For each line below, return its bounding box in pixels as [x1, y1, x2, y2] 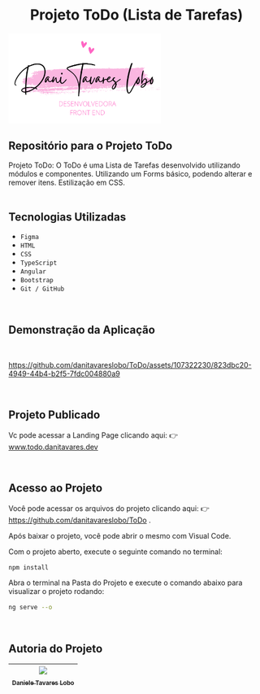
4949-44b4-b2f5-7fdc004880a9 [8, 369, 120, 378]
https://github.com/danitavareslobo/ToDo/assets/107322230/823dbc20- [8, 360, 252, 369]
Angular [19, 268, 46, 276]
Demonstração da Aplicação [8, 323, 156, 337]
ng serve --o [8, 604, 53, 612]
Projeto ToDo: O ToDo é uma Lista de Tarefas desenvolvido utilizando [8, 160, 241, 170]
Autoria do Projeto [8, 641, 103, 656]
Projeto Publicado [8, 408, 101, 422]
